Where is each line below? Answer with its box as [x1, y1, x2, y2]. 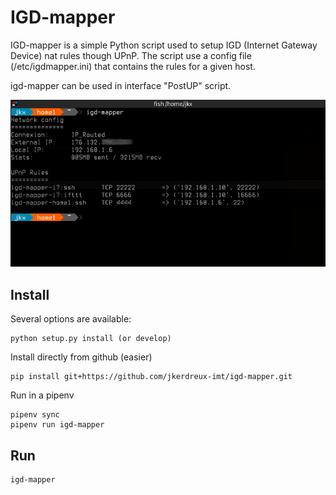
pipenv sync [10, 410, 60, 420]
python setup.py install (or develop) [10, 334, 172, 344]
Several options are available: [10, 313, 132, 325]
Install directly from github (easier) [10, 351, 153, 363]
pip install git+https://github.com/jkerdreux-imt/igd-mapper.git [10, 372, 293, 382]
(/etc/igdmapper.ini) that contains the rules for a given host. [10, 60, 256, 72]
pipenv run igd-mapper [10, 420, 105, 430]
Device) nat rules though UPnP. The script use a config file [10, 49, 252, 61]
